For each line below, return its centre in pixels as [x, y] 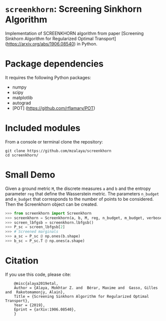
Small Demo [30, 175]
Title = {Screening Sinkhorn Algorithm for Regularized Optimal [82, 296]
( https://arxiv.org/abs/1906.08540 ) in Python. [51, 44]
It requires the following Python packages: [48, 77]
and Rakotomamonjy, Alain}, [35, 292]
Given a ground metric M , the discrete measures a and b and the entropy [78, 188]
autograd [21, 103]
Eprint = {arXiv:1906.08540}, [45, 309]
